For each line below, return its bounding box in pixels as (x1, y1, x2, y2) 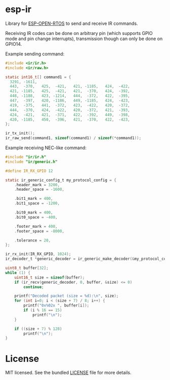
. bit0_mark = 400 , (14, 210, 53, 215)
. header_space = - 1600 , (14, 187, 65, 192)
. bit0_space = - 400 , (14, 215, 58, 220)
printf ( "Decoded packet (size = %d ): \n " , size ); (14, 293, 119, 299)
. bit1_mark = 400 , (14, 196, 53, 201)
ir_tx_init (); (5, 131, 35, 136)
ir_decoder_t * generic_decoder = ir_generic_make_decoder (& (5, 256, 135, 262)
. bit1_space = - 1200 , (14, 201, 60, 206)
